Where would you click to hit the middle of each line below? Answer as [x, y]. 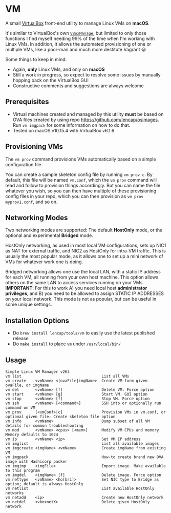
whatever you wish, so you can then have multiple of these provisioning [81, 191]
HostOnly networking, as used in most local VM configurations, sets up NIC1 [86, 245]
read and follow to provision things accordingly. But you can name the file [83, 185]
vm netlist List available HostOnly [80, 488]
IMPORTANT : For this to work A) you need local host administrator [76, 288]
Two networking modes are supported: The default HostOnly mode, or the [84, 230]
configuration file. [24, 164]
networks [15, 493]
